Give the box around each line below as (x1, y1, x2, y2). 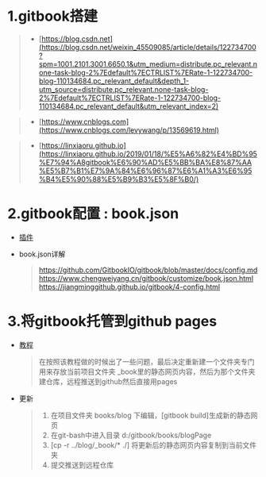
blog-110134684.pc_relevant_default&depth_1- (38, 76, 190, 86)
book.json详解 (18, 249, 66, 259)
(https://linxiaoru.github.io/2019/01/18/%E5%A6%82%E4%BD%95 (38, 148, 257, 159)
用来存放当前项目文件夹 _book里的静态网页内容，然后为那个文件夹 (38, 367, 256, 376)
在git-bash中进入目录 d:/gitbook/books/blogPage (50, 430, 212, 440)
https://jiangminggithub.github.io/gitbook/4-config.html (38, 282, 220, 291)
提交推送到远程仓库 (50, 460, 114, 469)
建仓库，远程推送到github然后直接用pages (38, 376, 178, 386)
